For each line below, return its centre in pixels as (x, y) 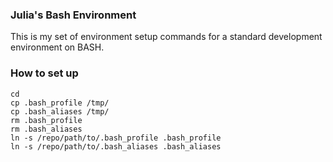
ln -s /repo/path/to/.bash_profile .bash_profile (116, 138)
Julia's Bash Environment (73, 15)
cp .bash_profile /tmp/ (60, 103)
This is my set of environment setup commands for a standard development (166, 37)
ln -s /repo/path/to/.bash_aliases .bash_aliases (116, 146)
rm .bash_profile (46, 120)
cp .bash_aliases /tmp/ (60, 111)
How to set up (44, 73)
